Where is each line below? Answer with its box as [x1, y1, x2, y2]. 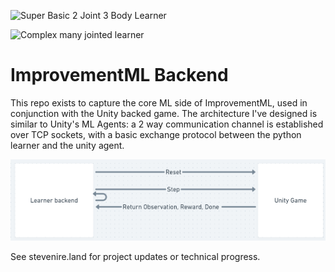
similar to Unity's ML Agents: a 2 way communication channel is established [10, 118, 324, 130]
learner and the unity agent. [10, 139, 125, 151]
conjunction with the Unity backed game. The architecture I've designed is [10, 107, 318, 119]
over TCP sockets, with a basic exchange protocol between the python [10, 128, 302, 140]
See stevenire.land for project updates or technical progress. [10, 251, 261, 262]
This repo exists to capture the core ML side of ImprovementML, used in [10, 96, 308, 109]
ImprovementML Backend [10, 64, 229, 87]
